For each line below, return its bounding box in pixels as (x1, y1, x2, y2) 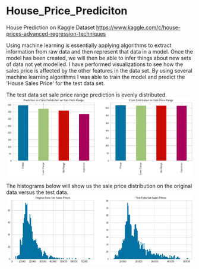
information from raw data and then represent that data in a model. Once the (6, 48, 193, 55)
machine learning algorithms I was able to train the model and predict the (6, 73, 185, 80)
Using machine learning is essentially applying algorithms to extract (6, 42, 172, 49)
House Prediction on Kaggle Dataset (6, 24, 95, 31)
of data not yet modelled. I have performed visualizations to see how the (6, 61, 184, 68)
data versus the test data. (6, 189, 69, 196)
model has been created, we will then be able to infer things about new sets (6, 54, 191, 61)
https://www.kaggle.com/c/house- (96, 24, 181, 31)
